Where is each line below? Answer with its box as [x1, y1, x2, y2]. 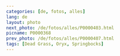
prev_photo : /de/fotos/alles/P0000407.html [6, 36, 115, 41]
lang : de [6, 14, 28, 20]
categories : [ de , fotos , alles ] [6, 8, 85, 15]
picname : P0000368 [6, 30, 51, 36]
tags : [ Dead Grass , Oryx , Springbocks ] [6, 41, 104, 47]
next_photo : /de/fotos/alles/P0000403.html [6, 24, 115, 31]
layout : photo [6, 19, 41, 25]
